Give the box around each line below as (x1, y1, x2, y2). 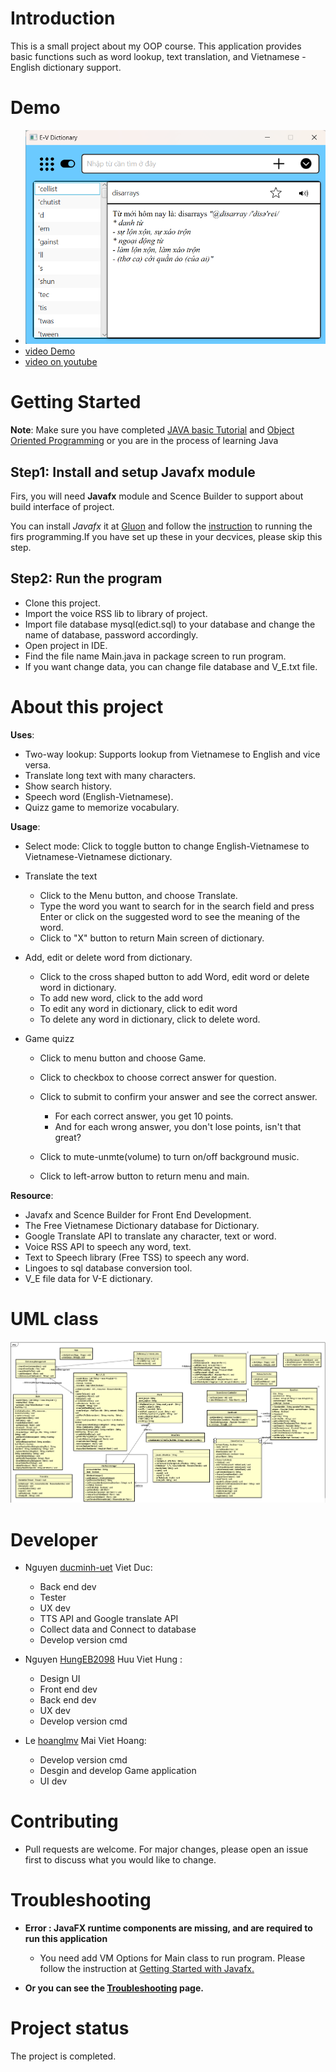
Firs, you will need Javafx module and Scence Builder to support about (10, 490, 304, 502)
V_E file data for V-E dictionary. (24, 1272, 153, 1284)
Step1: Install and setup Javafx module (10, 463, 256, 481)
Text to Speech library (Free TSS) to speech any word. (24, 1251, 250, 1263)
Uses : (10, 728, 35, 741)
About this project (10, 695, 164, 718)
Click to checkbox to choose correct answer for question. (39, 1071, 277, 1083)
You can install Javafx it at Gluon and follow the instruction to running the (10, 520, 313, 532)
